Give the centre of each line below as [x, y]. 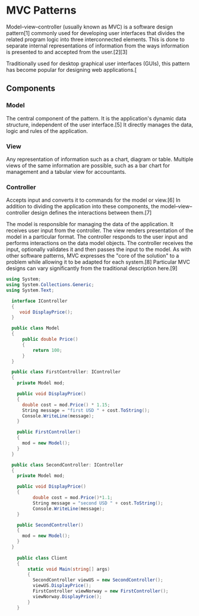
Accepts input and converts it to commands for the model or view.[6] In [94, 200]
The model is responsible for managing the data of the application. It [90, 224]
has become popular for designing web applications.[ [71, 69]
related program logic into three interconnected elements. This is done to [96, 39]
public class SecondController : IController [67, 465]
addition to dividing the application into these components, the [83, 207]
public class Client [42, 558]
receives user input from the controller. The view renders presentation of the [100, 231]
